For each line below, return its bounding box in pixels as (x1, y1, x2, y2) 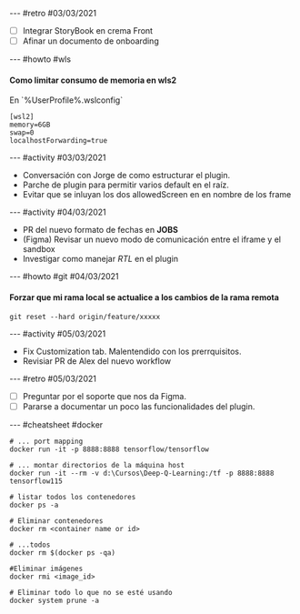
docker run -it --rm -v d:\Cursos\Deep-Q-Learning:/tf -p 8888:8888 (9, 468, 275, 478)
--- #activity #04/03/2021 (9, 206, 106, 217)
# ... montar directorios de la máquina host (9, 460, 185, 469)
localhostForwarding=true (9, 136, 107, 146)
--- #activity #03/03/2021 (9, 152, 106, 163)
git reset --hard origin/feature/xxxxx (9, 312, 161, 321)
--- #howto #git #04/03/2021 (9, 271, 120, 282)
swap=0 (9, 128, 35, 137)
